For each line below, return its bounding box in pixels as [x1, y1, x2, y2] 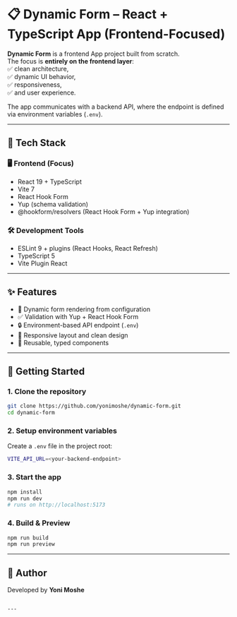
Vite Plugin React [17, 259, 68, 268]
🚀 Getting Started [7, 366, 85, 378]
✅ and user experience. [7, 88, 76, 97]
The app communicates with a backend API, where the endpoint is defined [7, 102, 224, 111]
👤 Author [7, 567, 47, 579]
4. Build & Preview [7, 518, 71, 528]
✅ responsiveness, [7, 80, 62, 89]
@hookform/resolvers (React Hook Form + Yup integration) [17, 207, 190, 216]
